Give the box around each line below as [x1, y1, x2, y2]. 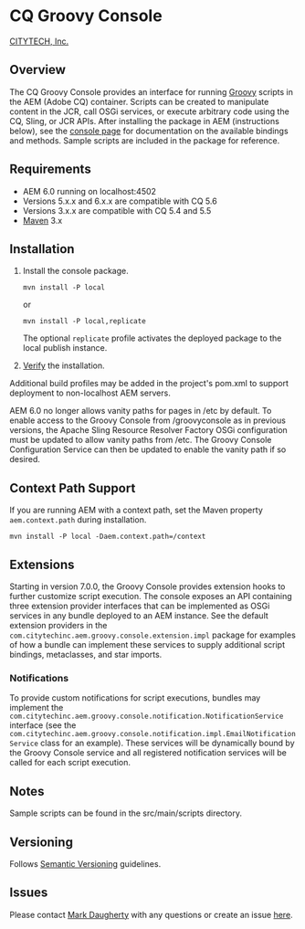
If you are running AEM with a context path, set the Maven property [9, 504, 263, 516]
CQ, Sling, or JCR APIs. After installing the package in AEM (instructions [9, 115, 280, 126]
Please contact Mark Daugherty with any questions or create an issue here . [9, 909, 294, 920]
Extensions [9, 556, 75, 572]
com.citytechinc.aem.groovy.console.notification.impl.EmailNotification [9, 730, 297, 739]
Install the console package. [22, 266, 130, 277]
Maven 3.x [22, 215, 63, 226]
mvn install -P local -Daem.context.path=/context [9, 532, 206, 542]
